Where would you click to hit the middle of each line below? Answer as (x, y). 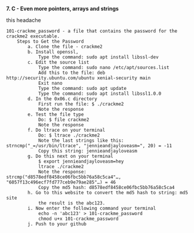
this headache (24, 20)
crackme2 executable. (33, 36)
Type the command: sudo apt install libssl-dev (98, 57)
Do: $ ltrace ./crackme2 (69, 135)
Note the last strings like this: (81, 141)
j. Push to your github (57, 224)
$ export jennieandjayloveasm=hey (81, 161)
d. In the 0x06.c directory (62, 99)
